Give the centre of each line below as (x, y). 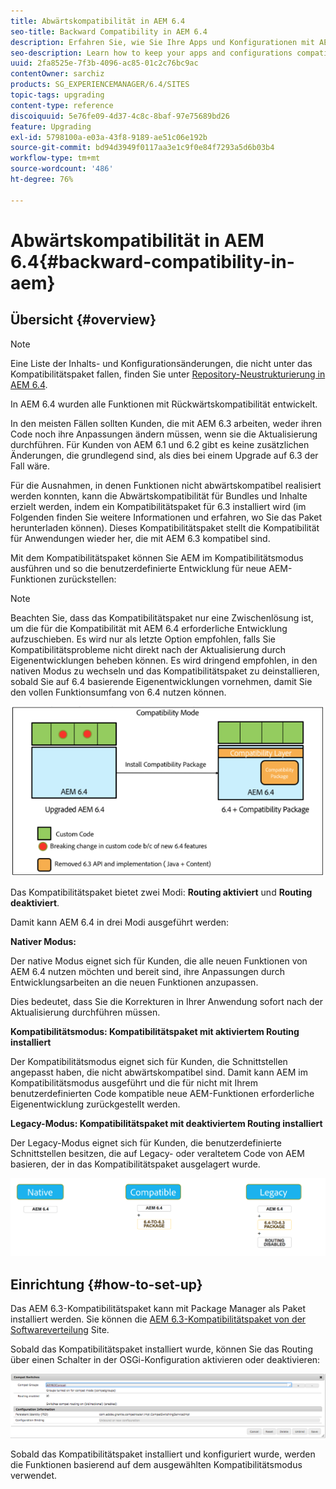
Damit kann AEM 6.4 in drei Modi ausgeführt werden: (120, 922)
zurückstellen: (87, 579)
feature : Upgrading (51, 126)
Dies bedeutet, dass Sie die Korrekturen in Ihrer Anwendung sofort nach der (167, 1001)
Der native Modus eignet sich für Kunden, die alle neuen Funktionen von (159, 961)
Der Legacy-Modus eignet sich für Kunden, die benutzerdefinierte (146, 1142)
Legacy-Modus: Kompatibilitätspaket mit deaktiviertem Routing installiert (166, 1123)
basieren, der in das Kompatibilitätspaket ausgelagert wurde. (135, 1164)
